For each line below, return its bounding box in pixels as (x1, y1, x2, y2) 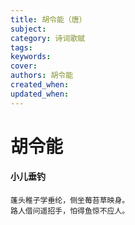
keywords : (10, 52, 52, 62)
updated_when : (10, 89, 70, 99)
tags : (10, 42, 33, 53)
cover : (10, 61, 38, 71)
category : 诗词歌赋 (10, 33, 86, 43)
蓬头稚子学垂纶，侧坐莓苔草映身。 (10, 196, 130, 206)
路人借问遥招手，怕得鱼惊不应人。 (10, 206, 130, 216)
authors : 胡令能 (10, 71, 74, 81)
